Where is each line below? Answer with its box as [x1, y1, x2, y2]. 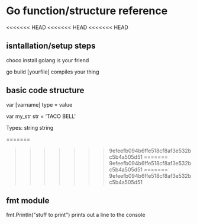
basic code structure [6, 85, 85, 95]
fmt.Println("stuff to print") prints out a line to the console [6, 212, 146, 219]
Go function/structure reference [6, 4, 168, 18]
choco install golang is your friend [6, 56, 89, 63]
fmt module [6, 196, 50, 206]
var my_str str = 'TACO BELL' [6, 113, 76, 120]
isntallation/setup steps [6, 41, 96, 51]
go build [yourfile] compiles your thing [6, 68, 99, 75]
